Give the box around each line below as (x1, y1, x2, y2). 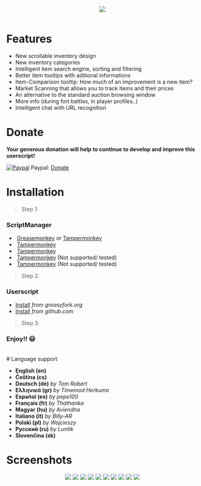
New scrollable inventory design (15, 52, 96, 59)
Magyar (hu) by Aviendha (15, 406, 80, 413)
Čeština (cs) (15, 373, 47, 381)
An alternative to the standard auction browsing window (15, 91, 156, 98)
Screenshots (6, 453, 72, 466)
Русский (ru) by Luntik (15, 425, 74, 432)
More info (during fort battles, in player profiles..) (15, 98, 138, 105)
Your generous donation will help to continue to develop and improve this (6, 145, 196, 152)
